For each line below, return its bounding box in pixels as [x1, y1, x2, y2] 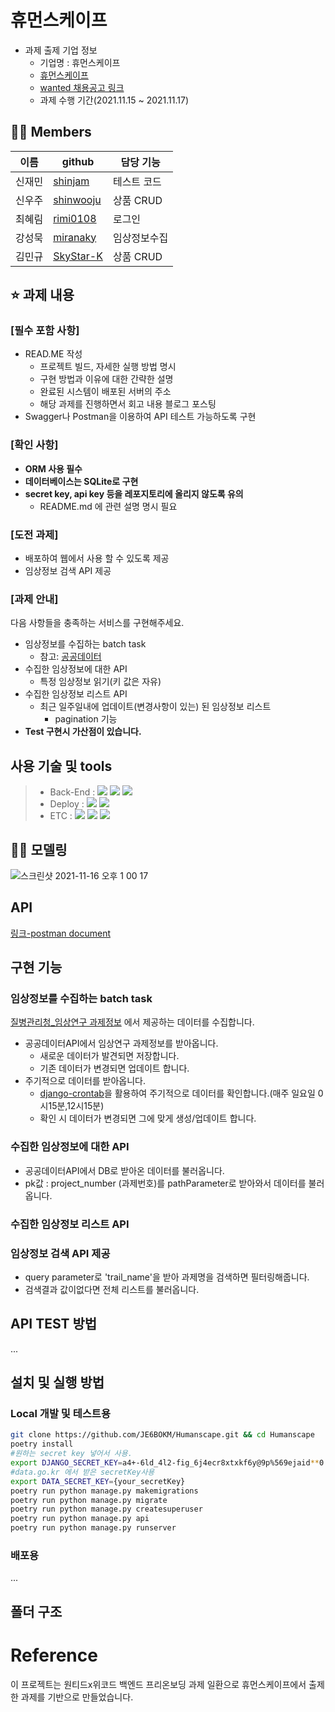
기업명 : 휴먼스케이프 [39, 56, 121, 68]
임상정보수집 [112, 231, 169, 245]
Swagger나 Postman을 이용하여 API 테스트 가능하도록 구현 [24, 411, 257, 423]
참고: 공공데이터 [39, 651, 102, 663]
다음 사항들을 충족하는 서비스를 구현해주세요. [10, 617, 185, 629]
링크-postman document [10, 927, 111, 939]
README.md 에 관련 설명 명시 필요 [39, 500, 178, 512]
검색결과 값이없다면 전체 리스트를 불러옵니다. [24, 1283, 200, 1295]
